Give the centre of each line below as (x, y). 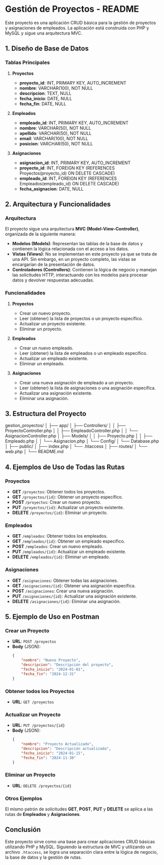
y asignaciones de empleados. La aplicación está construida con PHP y (77, 28)
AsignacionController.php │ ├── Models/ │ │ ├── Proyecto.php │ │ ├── (79, 436)
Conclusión (23, 830)
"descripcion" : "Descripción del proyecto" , (67, 665)
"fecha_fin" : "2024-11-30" (49, 758)
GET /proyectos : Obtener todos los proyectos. (59, 492)
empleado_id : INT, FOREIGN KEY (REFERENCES (68, 178)
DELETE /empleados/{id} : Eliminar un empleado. (61, 557)
